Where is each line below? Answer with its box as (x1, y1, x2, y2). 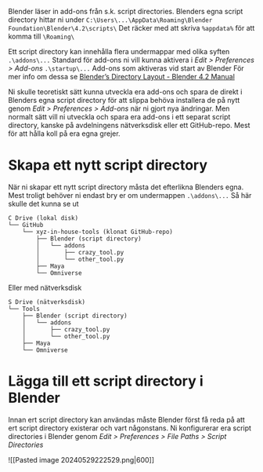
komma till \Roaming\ (8, 31, 75, 41)
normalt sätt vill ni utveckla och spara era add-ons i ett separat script (8, 112, 231, 121)
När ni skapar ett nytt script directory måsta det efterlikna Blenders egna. (8, 182, 244, 192)
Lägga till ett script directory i (8, 372, 204, 390)
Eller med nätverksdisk (8, 283, 82, 292)
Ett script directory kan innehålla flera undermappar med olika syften (8, 47, 230, 56)
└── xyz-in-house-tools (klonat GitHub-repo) (22, 228, 174, 236)
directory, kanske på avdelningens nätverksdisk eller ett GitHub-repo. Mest (8, 121, 250, 130)
